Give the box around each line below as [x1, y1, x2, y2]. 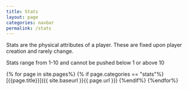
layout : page [6, 14, 39, 20]
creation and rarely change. [6, 48, 74, 55]
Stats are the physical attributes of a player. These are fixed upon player [6, 41, 183, 49]
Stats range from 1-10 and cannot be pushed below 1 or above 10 [6, 59, 165, 66]
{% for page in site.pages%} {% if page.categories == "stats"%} [6, 70, 164, 78]
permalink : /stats [6, 25, 52, 31]
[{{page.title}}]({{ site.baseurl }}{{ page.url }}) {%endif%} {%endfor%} [6, 77, 179, 84]
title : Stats [6, 8, 39, 15]
